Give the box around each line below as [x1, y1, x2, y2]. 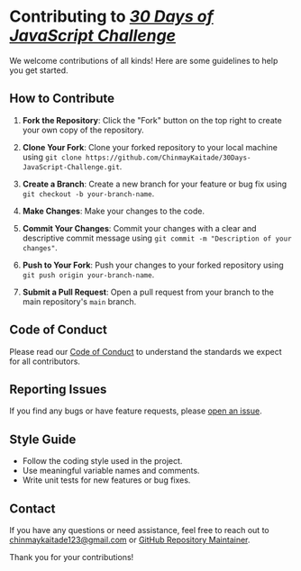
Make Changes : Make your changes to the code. [22, 205, 205, 216]
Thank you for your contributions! [9, 552, 134, 562]
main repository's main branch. [22, 295, 137, 307]
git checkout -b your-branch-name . [22, 187, 155, 199]
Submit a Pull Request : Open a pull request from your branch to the [22, 286, 275, 297]
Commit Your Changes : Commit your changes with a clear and [22, 222, 257, 233]
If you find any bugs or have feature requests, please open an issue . [9, 405, 263, 416]
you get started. [9, 65, 69, 76]
